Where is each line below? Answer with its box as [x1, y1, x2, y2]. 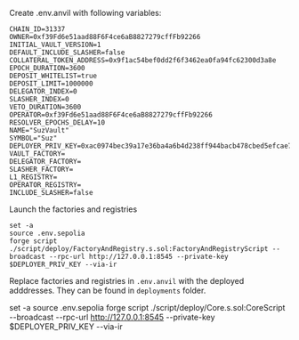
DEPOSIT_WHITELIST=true [9, 71, 98, 80]
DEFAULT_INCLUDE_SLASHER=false [9, 48, 125, 57]
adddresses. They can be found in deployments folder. [9, 285, 206, 295]
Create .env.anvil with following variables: [9, 8, 162, 18]
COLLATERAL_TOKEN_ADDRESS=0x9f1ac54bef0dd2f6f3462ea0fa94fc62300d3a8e [9, 56, 277, 65]
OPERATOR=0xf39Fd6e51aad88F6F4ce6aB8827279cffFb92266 [9, 110, 214, 119]
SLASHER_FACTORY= [9, 165, 74, 174]
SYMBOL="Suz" [9, 134, 58, 142]
